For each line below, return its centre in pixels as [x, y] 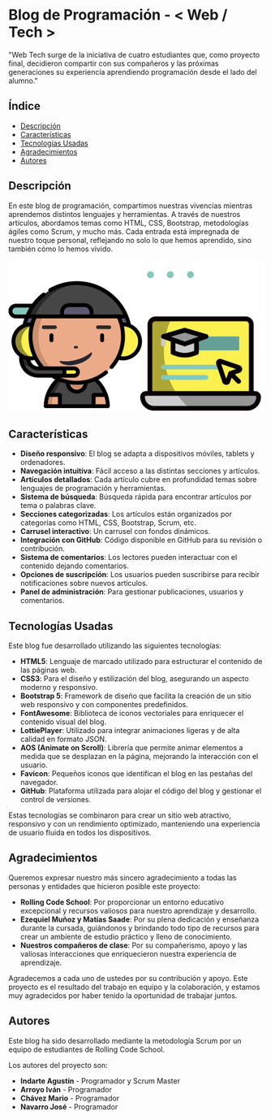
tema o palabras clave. [58, 506]
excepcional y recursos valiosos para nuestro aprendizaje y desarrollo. [138, 910]
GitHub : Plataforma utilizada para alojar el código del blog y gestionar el [141, 791]
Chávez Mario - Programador [70, 1098]
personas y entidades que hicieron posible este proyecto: [105, 886]
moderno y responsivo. [59, 687]
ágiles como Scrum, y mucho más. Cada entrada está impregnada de [124, 231]
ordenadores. [43, 462]
